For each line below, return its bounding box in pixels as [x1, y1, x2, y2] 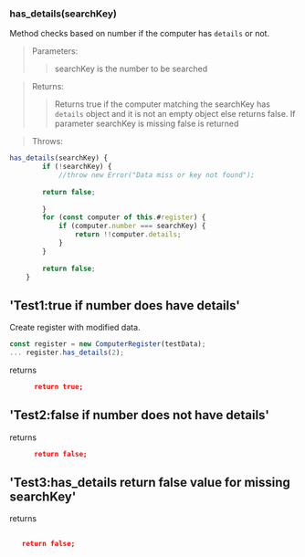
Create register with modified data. [9, 322, 141, 333]
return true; [33, 382, 84, 391]
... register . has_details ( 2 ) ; [9, 348, 125, 358]
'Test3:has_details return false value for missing [9, 474, 290, 490]
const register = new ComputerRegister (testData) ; [9, 340, 206, 349]
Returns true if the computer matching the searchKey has [54, 99, 271, 110]
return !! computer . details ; [74, 230, 182, 239]
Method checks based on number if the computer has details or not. [9, 28, 270, 39]
